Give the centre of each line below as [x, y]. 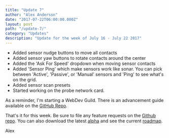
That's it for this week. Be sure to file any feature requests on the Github [81, 115]
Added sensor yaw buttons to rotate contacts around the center [79, 58]
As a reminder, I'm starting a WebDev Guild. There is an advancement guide [84, 100]
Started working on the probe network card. [59, 90]
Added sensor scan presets [41, 85]
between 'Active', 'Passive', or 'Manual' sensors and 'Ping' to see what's [88, 74]
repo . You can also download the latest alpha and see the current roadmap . [84, 121]
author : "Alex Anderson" [31, 15]
